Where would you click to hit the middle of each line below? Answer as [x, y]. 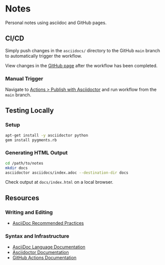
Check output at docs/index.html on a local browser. [59, 182]
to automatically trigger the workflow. [44, 56]
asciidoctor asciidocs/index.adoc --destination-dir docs [67, 173]
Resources [22, 198]
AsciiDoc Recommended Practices [48, 223]
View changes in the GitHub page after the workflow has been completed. [81, 65]
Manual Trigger [24, 78]
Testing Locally [29, 111]
